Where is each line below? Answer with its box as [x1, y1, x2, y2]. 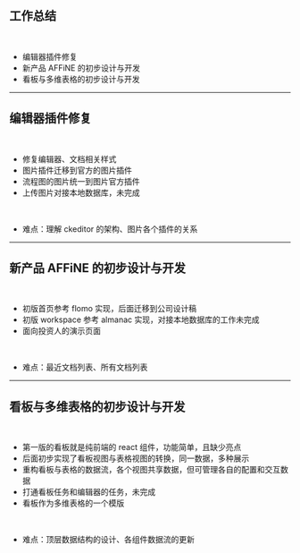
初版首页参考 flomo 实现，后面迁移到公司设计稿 [21, 303, 197, 314]
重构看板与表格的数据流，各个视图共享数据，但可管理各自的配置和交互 [21, 464, 281, 475]
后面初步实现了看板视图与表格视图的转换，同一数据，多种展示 [21, 453, 250, 464]
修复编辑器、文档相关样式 [21, 153, 117, 164]
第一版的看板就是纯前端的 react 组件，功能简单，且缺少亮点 [21, 442, 242, 453]
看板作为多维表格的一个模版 [21, 498, 125, 508]
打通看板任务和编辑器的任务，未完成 [21, 487, 156, 498]
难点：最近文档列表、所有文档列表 [21, 362, 148, 373]
